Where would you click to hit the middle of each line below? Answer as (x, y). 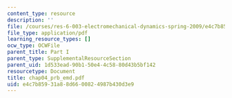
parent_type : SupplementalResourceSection (69, 59)
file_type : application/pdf (48, 33)
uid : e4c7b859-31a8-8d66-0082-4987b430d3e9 (71, 84)
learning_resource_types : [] (49, 39)
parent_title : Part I (38, 52)
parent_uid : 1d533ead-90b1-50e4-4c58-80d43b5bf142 (81, 65)
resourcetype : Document (41, 71)
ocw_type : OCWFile (33, 46)
